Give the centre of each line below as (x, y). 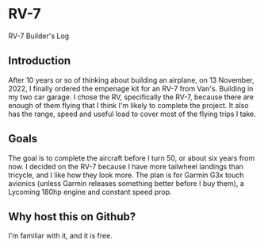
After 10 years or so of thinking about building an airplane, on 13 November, (132, 79)
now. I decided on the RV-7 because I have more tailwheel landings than (126, 166)
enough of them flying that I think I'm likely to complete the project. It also (128, 105)
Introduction (40, 61)
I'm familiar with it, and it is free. (60, 236)
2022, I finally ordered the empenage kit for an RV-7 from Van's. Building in (131, 88)
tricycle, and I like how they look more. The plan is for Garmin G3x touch (126, 175)
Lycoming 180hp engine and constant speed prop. (90, 192)
